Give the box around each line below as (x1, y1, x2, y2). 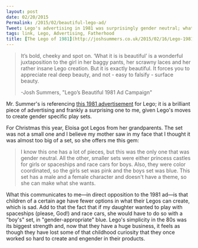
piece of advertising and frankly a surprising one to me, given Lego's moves (6, 107, 191, 113)
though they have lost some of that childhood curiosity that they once (6, 229, 175, 236)
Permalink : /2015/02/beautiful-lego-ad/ (6, 19, 107, 25)
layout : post (6, 8, 38, 15)
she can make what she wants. (20, 180, 96, 187)
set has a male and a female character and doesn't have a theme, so (20, 174, 187, 180)
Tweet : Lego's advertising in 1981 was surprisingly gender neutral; (6, 25, 181, 31)
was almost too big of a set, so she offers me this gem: (6, 137, 140, 143)
